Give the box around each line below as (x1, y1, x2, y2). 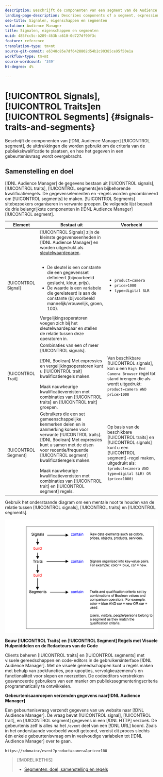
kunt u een (107, 444, 129, 450)
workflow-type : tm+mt (5, 54, 49, 59)
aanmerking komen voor (39, 426, 89, 432)
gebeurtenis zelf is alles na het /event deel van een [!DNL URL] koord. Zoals (5, 723, 157, 728)
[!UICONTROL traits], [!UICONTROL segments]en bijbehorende (5, 185, 131, 191)
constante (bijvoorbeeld (47, 295, 95, 301)
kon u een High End (107, 366, 146, 372)
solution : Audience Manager (5, 23, 62, 28)
